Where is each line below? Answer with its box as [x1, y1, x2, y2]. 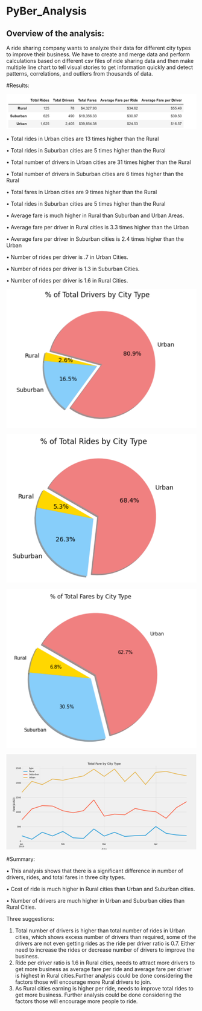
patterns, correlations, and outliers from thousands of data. [6, 70, 153, 77]
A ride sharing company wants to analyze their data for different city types [6, 44, 191, 51]
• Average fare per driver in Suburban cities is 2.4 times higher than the [6, 235, 185, 243]
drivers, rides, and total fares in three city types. [6, 874, 126, 881]
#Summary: [6, 856, 35, 863]
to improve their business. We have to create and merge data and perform [6, 51, 191, 58]
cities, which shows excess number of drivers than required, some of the [14, 934, 197, 941]
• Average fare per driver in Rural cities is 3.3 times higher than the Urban [6, 223, 189, 231]
